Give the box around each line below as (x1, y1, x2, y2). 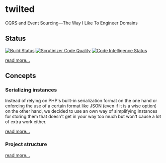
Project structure (5, 141, 47, 148)
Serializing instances (5, 86, 57, 93)
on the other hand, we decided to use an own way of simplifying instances (5, 108, 158, 114)
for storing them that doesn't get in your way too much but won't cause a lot (5, 113, 162, 120)
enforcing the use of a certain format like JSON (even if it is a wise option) (5, 103, 157, 109)
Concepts (5, 72, 36, 80)
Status (5, 34, 26, 43)
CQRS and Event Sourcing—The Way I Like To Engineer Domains (5, 20, 138, 26)
